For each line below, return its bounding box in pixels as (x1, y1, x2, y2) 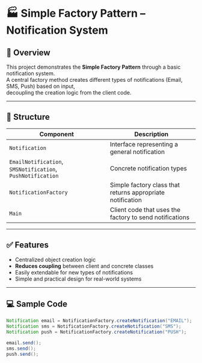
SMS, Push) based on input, (6, 82, 75, 90)
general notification (109, 147, 165, 156)
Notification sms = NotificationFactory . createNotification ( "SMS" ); (6, 323, 182, 330)
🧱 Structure (6, 112, 50, 122)
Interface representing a (109, 140, 179, 148)
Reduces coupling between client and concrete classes (14, 262, 154, 270)
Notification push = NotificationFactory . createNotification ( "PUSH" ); (6, 329, 187, 335)
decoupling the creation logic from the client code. (6, 89, 132, 96)
